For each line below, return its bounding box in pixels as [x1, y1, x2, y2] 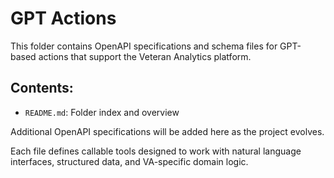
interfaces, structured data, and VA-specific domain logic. [10, 155, 249, 167]
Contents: [10, 80, 74, 97]
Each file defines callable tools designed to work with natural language [10, 145, 302, 157]
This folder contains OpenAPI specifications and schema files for [10, 40, 278, 52]
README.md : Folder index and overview [24, 106, 180, 118]
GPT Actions [10, 7, 117, 30]
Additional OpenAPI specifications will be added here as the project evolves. [10, 125, 325, 137]
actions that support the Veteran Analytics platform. [38, 50, 252, 62]
